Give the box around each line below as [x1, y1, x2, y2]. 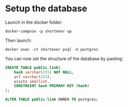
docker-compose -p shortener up [5, 29, 72, 34]
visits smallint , [14, 79, 50, 84]
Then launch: [5, 37, 32, 43]
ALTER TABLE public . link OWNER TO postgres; [5, 97, 98, 102]
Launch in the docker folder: [5, 19, 63, 25]
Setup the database [5, 3, 87, 14]
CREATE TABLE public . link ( [5, 65, 61, 70]
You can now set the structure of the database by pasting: [5, 55, 124, 62]
